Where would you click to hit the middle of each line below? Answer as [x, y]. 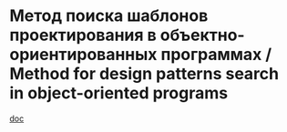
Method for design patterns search [144, 74]
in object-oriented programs [119, 93]
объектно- [202, 35]
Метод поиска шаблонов [109, 16]
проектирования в [83, 35]
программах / [216, 55]
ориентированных [83, 55]
